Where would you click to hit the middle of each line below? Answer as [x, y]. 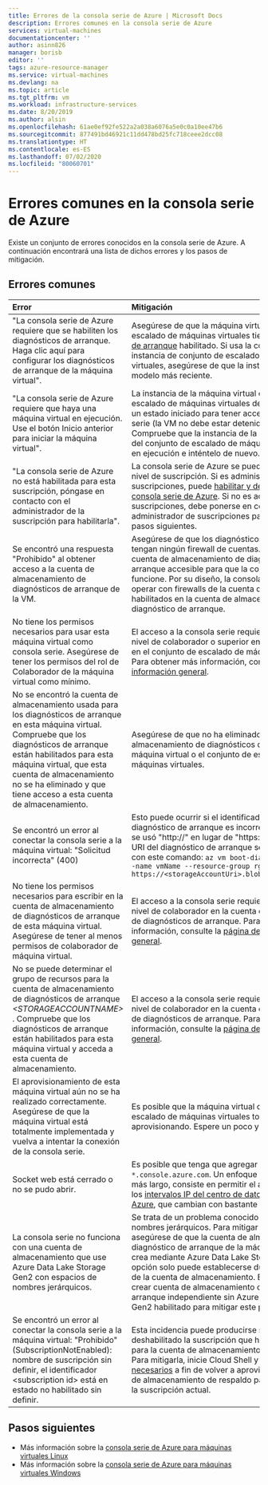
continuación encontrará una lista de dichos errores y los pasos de [118, 251]
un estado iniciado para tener [186, 413]
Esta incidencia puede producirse [194, 1329]
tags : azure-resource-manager [59, 68]
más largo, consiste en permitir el [193, 1184]
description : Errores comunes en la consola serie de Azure [110, 23]
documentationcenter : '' [49, 38]
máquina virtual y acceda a [63, 1049]
